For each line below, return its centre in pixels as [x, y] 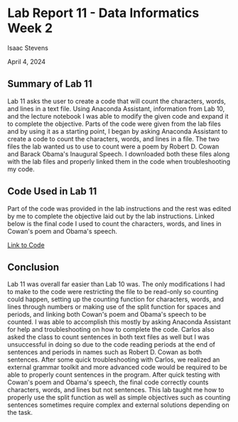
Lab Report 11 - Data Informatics [103, 13]
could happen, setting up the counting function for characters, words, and [116, 299]
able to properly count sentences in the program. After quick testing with [114, 375]
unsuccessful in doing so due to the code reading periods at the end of [111, 345]
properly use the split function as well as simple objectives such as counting [119, 397]
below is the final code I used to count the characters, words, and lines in [114, 223]
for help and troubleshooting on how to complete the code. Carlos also [111, 330]
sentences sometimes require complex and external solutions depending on [118, 405]
